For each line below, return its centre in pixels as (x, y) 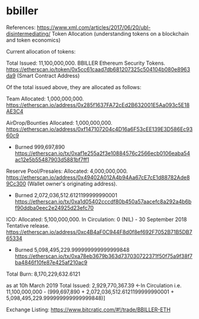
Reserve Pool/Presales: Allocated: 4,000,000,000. (67, 171)
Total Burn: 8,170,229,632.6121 (43, 274)
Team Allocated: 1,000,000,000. (45, 99)
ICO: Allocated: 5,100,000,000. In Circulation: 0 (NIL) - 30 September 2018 (97, 219)
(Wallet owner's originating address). (72, 184)
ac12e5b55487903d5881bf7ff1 (52, 159)
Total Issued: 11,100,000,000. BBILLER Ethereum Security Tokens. (86, 63)
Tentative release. (28, 225)
